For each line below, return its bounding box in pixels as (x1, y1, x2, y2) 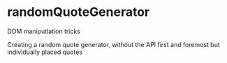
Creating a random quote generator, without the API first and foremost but (7, 40, 220, 48)
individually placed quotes (7, 48, 82, 56)
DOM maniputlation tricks (7, 27, 80, 35)
